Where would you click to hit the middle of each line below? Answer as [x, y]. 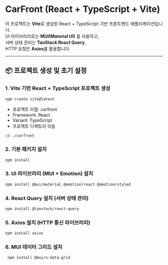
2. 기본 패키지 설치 [26, 149]
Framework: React [31, 115]
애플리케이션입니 [146, 23]
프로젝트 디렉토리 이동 [34, 126]
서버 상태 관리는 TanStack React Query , [45, 42]
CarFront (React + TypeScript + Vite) [83, 9]
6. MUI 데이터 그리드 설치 [34, 247]
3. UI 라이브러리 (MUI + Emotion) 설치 [49, 173]
